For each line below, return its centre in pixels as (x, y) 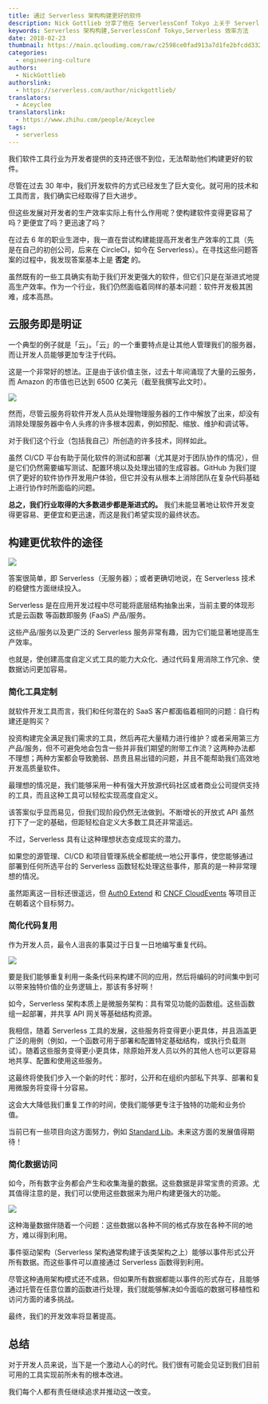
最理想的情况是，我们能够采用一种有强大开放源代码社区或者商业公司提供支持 (134, 785)
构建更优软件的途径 (55, 542)
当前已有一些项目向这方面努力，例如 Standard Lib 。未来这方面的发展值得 (128, 1131)
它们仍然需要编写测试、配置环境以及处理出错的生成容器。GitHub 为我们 (132, 468)
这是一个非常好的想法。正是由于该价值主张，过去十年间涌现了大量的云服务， (134, 372)
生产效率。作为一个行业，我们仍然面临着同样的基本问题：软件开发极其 (130, 286)
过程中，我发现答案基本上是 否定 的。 (83, 259)
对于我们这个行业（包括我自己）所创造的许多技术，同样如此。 (110, 441)
